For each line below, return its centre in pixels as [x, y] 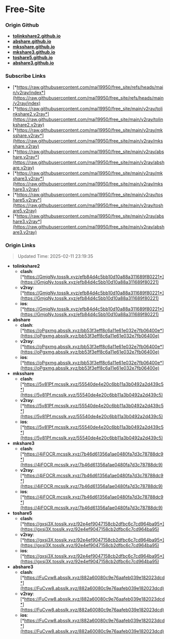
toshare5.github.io [33, 58]
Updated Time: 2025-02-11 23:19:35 [55, 256]
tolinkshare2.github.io [36, 36]
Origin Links [20, 245]
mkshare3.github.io [34, 52]
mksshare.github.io [34, 47]
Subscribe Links [26, 76]
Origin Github [22, 25]
